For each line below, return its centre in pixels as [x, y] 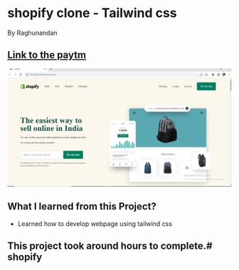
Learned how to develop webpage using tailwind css [95, 223]
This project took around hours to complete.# [110, 246]
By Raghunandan [33, 33]
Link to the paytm [47, 55]
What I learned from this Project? [82, 206]
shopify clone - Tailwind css [92, 13]
